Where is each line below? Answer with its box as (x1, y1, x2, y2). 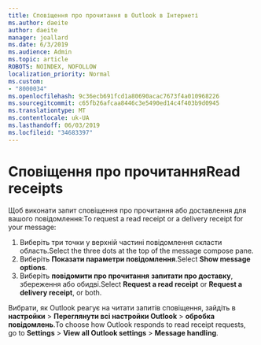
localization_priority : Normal (8, 70, 111, 78)
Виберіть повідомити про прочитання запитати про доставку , (19, 271, 233, 280)
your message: (8, 222, 57, 232)
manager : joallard (8, 33, 68, 42)
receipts (8, 179, 64, 197)
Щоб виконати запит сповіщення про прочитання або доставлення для (8, 206, 247, 215)
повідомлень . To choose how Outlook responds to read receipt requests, (8, 320, 246, 329)
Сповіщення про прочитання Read (8, 162, 241, 180)
